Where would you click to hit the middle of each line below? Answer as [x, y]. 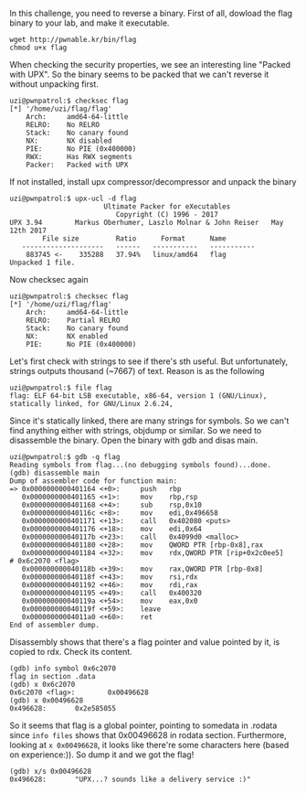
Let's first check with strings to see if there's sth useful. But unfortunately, [149, 361]
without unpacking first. [54, 84]
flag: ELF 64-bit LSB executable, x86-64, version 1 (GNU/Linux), [138, 396]
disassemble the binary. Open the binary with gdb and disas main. [134, 440]
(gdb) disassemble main [55, 473]
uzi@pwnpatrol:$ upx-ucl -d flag [73, 198]
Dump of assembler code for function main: [94, 481]
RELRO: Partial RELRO [73, 320]
